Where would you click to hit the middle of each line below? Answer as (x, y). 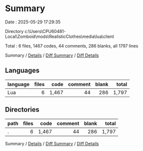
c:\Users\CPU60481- (45, 31)
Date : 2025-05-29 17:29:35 (33, 22)
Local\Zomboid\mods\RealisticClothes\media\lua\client (60, 36)
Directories (22, 110)
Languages (22, 71)
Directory (14, 31)
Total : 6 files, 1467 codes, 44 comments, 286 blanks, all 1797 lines (72, 46)
